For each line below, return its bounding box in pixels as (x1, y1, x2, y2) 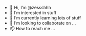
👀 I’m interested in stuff (9, 10, 57, 16)
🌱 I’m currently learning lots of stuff (9, 15, 81, 20)
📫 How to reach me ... (9, 26, 55, 31)
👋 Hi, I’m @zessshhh (9, 5, 51, 10)
